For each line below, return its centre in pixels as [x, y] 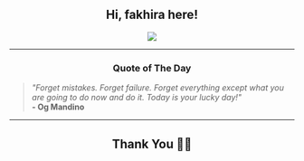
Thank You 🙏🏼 [152, 144]
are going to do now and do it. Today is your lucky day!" [137, 98]
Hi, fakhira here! [152, 15]
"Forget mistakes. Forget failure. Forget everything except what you [158, 88]
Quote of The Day [152, 68]
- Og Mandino [58, 107]
